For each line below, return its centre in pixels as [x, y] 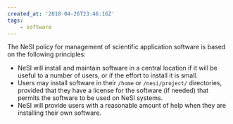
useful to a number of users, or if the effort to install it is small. [108, 75]
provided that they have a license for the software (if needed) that [113, 91]
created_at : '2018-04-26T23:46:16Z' [61, 14]
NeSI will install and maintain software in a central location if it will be [118, 68]
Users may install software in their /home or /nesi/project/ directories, [120, 83]
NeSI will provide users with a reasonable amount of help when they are [122, 106]
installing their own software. [59, 113]
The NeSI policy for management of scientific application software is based [116, 47]
